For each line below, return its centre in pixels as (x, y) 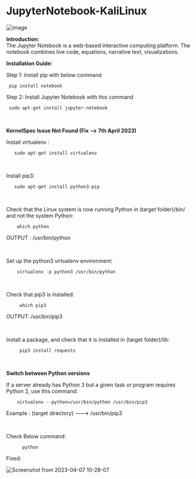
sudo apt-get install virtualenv (55, 153)
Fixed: (14, 458)
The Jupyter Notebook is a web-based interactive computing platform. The (98, 45)
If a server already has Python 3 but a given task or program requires (91, 385)
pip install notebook (35, 86)
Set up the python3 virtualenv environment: (60, 260)
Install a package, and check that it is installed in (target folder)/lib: (88, 339)
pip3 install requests (48, 351)
